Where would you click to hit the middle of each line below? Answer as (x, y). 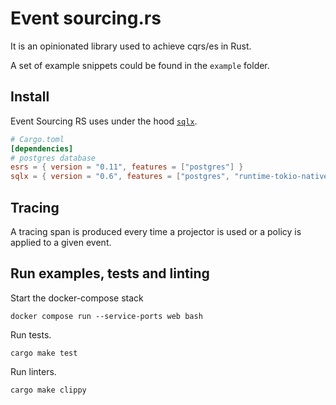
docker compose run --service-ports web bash (106, 316)
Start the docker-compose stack (77, 298)
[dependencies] (42, 148)
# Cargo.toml (37, 139)
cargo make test (44, 353)
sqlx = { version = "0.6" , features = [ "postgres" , (120, 177)
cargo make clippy (48, 390)
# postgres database (53, 158)
